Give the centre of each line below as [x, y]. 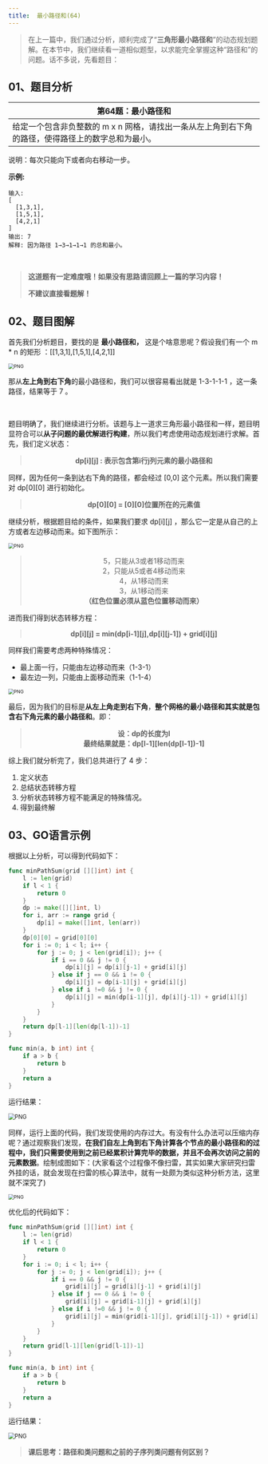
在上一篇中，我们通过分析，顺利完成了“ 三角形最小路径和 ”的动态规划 [139, 39]
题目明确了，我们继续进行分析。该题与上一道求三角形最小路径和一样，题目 [130, 424]
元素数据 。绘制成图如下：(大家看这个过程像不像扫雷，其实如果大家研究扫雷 [132, 1163]
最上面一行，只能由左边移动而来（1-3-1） [87, 667]
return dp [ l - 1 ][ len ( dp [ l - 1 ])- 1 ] [76, 1027]
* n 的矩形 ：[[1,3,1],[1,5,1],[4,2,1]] [62, 352]
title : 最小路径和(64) [45, 16]
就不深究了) [27, 1183]
